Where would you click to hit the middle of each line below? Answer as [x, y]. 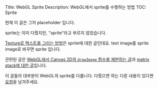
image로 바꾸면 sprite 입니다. [33, 49]
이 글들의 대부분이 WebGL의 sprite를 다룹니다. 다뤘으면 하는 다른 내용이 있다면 [79, 76]
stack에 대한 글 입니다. [26, 65]
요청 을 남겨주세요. [22, 82]
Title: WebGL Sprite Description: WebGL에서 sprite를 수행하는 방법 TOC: [76, 7]
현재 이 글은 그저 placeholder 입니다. [40, 22]
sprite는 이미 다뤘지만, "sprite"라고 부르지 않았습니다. [56, 33]
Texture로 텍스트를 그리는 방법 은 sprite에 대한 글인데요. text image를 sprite [77, 43]
